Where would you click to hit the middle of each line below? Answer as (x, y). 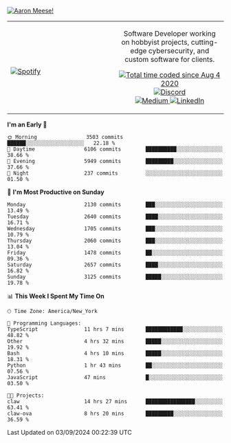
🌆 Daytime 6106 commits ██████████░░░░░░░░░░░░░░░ (115, 149)
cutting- (205, 42)
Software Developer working (170, 33)
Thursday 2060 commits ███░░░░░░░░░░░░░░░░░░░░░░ (115, 241)
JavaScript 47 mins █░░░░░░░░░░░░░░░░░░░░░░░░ (115, 378)
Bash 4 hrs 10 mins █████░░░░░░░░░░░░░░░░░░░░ (115, 354)
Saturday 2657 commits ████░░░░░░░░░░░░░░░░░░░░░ (115, 265)
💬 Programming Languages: (44, 323)
